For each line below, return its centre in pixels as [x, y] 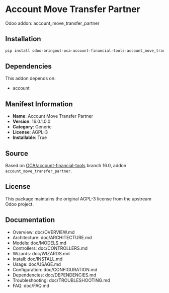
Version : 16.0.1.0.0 [31, 121]
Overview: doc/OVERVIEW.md [44, 232]
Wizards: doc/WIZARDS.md [41, 253]
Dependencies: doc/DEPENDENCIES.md [54, 275]
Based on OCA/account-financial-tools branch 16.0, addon [66, 166]
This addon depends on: [30, 79]
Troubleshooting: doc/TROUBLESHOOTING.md [61, 280]
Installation [23, 39]
